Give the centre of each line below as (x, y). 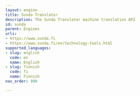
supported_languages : (28, 48)
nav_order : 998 (21, 81)
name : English (25, 62)
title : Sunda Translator (32, 15)
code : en (19, 57)
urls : (11, 34)
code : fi (19, 72)
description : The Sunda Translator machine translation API (71, 19)
